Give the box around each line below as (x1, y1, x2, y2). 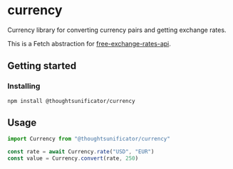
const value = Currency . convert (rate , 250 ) (7, 155, 139, 162)
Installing (7, 81, 41, 91)
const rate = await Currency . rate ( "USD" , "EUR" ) (7, 148, 155, 156)
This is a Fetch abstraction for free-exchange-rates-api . (7, 39, 171, 48)
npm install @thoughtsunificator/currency (7, 97, 135, 104)
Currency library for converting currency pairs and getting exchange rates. (7, 26, 227, 34)
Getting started (7, 60, 77, 72)
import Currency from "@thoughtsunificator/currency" (7, 136, 171, 143)
